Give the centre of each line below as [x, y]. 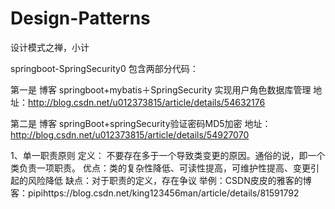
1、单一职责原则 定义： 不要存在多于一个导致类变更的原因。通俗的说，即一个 [168, 155]
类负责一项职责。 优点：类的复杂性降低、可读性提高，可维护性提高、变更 [160, 168]
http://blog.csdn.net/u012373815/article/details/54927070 [130, 134]
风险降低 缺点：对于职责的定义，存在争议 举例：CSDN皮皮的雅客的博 [169, 180]
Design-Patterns [80, 18]
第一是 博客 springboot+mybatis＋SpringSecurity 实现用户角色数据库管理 [161, 89]
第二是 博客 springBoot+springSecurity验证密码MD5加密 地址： [141, 123]
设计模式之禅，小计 [50, 47]
